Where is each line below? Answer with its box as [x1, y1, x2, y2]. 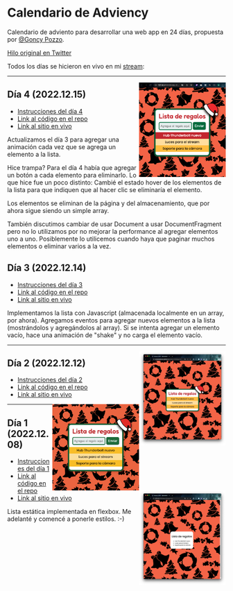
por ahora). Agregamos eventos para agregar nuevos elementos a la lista [7, 316, 216, 324]
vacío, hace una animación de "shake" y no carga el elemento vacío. [7, 331, 203, 339]
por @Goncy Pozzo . [7, 35, 64, 43]
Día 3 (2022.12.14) [7, 262, 87, 274]
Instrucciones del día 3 [17, 280, 83, 289]
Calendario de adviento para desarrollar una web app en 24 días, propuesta [7, 28, 224, 36]
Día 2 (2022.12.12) [7, 357, 86, 369]
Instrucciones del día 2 [17, 376, 83, 384]
